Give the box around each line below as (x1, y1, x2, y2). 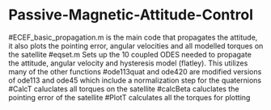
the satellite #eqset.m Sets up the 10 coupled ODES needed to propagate (8, 49, 252, 59)
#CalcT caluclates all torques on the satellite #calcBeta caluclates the (8, 83, 239, 94)
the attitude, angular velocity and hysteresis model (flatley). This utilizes (8, 58, 248, 68)
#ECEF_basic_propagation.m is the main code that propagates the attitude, (8, 32, 258, 42)
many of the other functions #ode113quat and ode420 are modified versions (8, 66, 262, 76)
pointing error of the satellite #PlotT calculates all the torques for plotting (8, 92, 251, 102)
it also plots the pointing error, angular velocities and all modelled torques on (8, 40, 264, 50)
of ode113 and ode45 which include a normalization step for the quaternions (8, 75, 261, 85)
